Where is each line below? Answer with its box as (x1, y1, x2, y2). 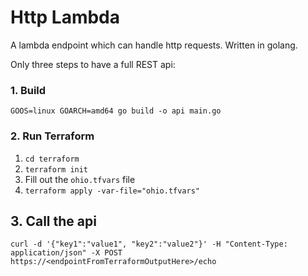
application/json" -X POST (10, 248, 123, 258)
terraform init (24, 164, 89, 175)
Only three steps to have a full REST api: (10, 58, 176, 70)
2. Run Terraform (10, 129, 95, 143)
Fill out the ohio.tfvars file (24, 173, 136, 185)
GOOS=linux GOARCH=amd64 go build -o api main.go (10, 106, 222, 116)
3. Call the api (10, 212, 97, 230)
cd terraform (24, 154, 80, 164)
